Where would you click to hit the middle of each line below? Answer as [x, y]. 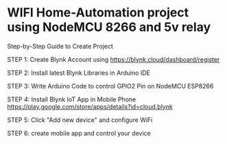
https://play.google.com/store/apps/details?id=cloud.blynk [90, 106]
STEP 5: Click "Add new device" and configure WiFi [80, 120]
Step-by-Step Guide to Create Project [60, 46]
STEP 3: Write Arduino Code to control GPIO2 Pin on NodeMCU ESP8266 [110, 86]
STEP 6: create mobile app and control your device [79, 133]
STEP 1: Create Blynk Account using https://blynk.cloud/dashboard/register [113, 59]
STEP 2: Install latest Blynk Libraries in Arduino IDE [79, 73]
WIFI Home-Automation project [98, 13]
